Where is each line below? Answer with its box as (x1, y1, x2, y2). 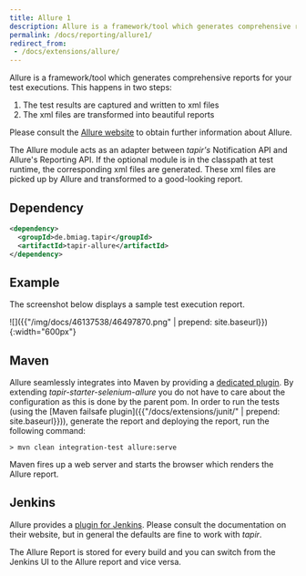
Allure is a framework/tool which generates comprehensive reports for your (9, 72, 292, 83)
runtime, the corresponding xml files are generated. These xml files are (9, 164, 276, 175)
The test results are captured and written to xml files (22, 99, 219, 110)
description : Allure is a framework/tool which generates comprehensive (9, 22, 291, 31)
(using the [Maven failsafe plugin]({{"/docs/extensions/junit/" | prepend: (9, 406, 280, 417)
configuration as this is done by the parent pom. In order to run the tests (9, 396, 280, 407)
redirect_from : (9, 38, 67, 48)
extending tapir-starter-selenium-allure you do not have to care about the (9, 386, 285, 397)
